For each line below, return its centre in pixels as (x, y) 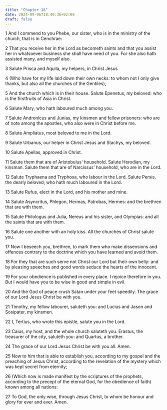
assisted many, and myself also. (38, 59)
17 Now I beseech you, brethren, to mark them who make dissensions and (81, 247)
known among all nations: (31, 387)
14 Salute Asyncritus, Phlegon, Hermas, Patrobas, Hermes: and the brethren (83, 202)
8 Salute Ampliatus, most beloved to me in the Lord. (58, 133)
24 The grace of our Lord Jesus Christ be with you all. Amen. (68, 346)
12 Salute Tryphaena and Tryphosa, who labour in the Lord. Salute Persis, (81, 177)
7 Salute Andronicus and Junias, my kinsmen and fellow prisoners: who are (82, 118)
